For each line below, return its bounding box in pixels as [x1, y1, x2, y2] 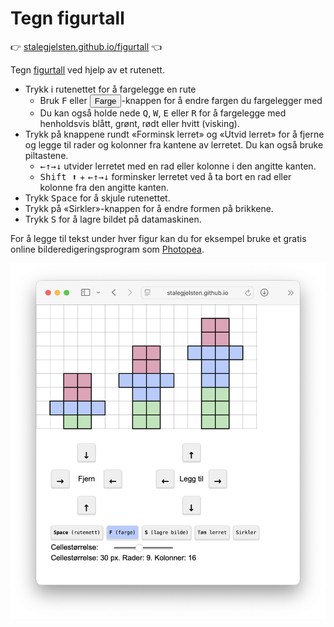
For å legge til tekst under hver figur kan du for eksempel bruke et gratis [10, 232, 307, 244]
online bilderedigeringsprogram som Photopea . [10, 243, 205, 255]
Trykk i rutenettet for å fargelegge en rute [24, 83, 197, 95]
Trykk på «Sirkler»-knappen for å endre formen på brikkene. [24, 202, 274, 214]
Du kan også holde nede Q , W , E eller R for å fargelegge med [39, 107, 287, 119]
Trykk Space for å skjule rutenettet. [24, 192, 171, 204]
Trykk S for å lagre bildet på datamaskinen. [24, 213, 202, 225]
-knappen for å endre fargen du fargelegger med [121, 94, 323, 106]
